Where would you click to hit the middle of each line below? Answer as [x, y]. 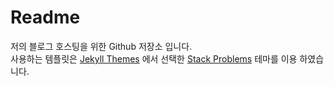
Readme [45, 17]
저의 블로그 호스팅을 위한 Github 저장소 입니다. [101, 46]
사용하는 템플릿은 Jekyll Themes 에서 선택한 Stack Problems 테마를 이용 [154, 58]
